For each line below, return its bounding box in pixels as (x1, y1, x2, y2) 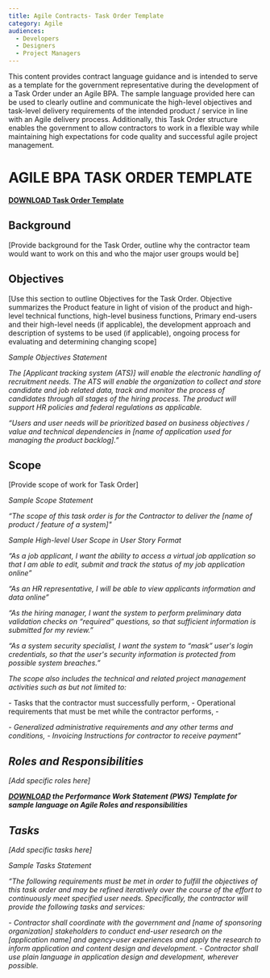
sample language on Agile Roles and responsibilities (8, 800, 188, 810)
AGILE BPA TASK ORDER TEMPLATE (8, 169, 252, 187)
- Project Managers (15, 49, 81, 57)
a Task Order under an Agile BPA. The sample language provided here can (8, 89, 255, 98)
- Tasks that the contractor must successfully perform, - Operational (8, 698, 236, 708)
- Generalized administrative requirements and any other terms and (8, 723, 234, 732)
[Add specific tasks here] (8, 845, 93, 854)
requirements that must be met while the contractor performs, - (8, 706, 219, 716)
